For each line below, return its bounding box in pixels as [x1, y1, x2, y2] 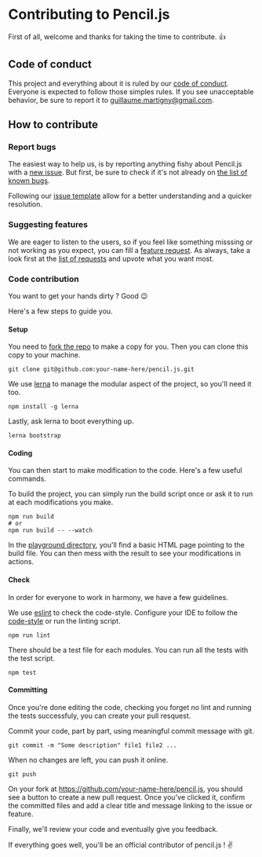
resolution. [8, 200, 43, 209]
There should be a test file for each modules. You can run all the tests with [8, 645, 249, 654]
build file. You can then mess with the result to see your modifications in [8, 548, 242, 559]
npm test [8, 668, 37, 676]
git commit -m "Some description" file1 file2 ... [8, 741, 177, 749]
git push [8, 770, 37, 778]
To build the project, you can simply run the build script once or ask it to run [8, 489, 253, 499]
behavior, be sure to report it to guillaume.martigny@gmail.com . [8, 95, 214, 104]
